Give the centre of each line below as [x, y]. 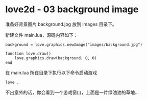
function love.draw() [28, 54]
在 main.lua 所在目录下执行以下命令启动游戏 [51, 72]
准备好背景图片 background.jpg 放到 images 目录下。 [61, 24]
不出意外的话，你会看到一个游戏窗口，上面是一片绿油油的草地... [72, 92]
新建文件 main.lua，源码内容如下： [42, 35]
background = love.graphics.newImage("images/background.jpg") [74, 44]
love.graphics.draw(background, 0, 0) [56, 58]
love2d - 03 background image [72, 9]
